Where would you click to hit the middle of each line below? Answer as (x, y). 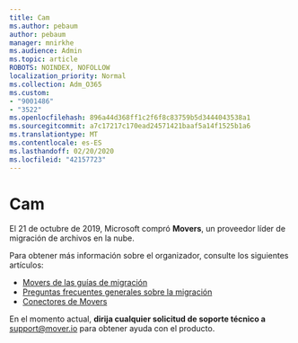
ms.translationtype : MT (54, 135)
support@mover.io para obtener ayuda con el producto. (112, 329)
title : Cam (30, 18)
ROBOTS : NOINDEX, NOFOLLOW (60, 68)
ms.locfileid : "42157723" (57, 159)
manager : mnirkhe (42, 43)
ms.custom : (30, 92)
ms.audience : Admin (46, 51)
